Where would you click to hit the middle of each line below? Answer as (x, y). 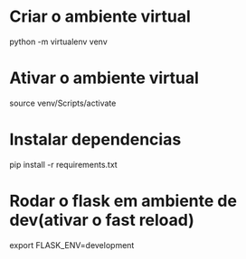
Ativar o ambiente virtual (104, 78)
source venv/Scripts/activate (63, 103)
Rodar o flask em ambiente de (123, 201)
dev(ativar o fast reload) (102, 220)
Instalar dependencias (95, 139)
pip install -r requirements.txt (63, 164)
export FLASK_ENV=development (72, 245)
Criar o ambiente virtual (100, 17)
